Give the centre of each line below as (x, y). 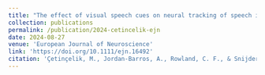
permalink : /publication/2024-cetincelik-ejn (84, 30)
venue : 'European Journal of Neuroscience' (81, 45)
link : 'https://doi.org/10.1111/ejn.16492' (81, 52)
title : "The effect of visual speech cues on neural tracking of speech (130, 15)
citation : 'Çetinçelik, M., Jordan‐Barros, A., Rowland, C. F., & (119, 59)
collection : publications (50, 23)
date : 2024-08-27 (37, 37)
